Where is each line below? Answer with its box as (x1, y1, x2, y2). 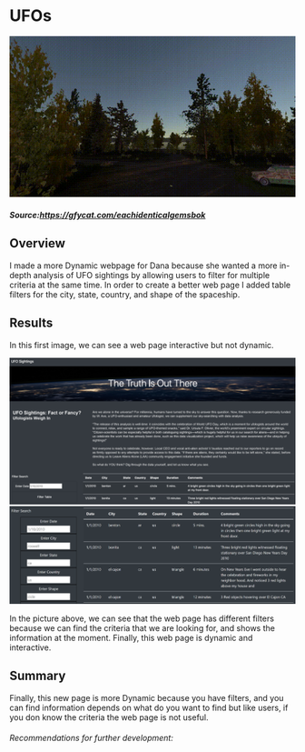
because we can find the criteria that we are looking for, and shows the (9, 622, 275, 633)
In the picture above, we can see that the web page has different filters (9, 613, 275, 624)
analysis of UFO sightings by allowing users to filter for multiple (33, 269, 271, 280)
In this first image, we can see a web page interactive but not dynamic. (9, 339, 274, 350)
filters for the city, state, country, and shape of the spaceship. (9, 288, 241, 300)
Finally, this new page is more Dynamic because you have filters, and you (9, 692, 284, 703)
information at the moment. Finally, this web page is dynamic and (9, 632, 253, 643)
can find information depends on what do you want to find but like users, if (9, 702, 289, 713)
